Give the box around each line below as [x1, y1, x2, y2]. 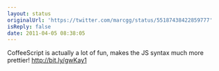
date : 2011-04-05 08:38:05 [7, 29, 86, 37]
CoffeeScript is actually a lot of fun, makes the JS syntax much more [7, 49, 204, 57]
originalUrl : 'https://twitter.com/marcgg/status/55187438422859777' [7, 17, 213, 24]
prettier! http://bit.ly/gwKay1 [7, 56, 87, 65]
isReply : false [7, 23, 51, 30]
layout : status [7, 10, 51, 17]
